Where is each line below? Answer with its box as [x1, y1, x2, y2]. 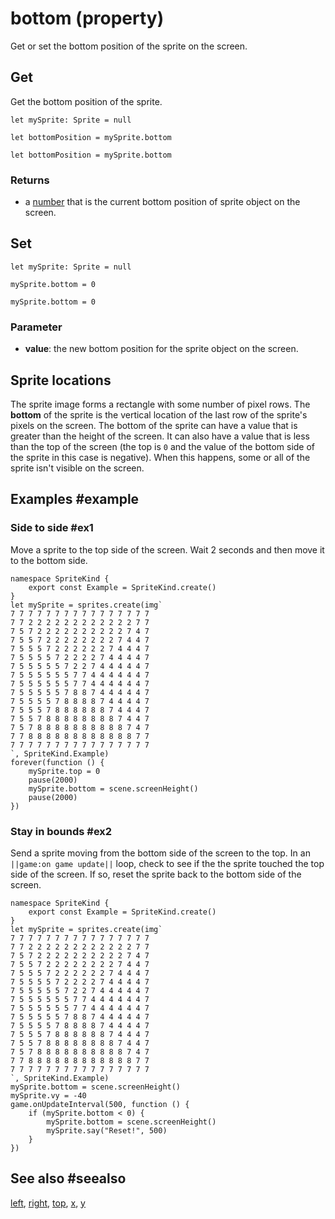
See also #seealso [10, 1170, 127, 1187]
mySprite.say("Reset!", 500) [46, 1125, 168, 1136]
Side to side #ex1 [10, 521, 94, 535]
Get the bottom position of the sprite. [10, 95, 163, 107]
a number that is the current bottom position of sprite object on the [24, 196, 301, 208]
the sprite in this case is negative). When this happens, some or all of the [10, 451, 311, 463]
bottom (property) [10, 7, 165, 30]
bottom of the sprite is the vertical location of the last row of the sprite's [10, 408, 308, 421]
